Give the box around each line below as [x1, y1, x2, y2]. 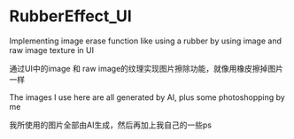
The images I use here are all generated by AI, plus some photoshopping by [9, 91, 285, 103]
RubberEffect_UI [9, 6, 133, 27]
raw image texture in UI [9, 44, 95, 55]
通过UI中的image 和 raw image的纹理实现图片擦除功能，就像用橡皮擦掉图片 [9, 63, 284, 73]
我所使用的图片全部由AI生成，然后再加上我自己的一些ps [9, 120, 213, 130]
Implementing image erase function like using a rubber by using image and [9, 35, 282, 46]
